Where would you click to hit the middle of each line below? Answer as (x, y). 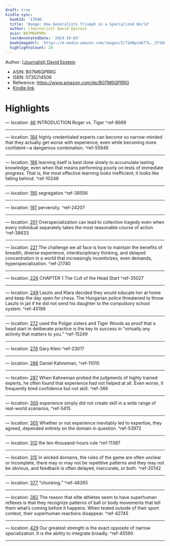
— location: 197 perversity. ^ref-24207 (45, 207)
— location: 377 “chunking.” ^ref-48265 (47, 482)
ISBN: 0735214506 (32, 77)
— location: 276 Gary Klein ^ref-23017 (45, 348)
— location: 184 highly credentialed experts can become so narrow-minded (84, 137)
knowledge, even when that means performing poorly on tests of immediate (84, 167)
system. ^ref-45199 (25, 309)
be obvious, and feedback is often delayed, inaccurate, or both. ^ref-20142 (83, 468)
